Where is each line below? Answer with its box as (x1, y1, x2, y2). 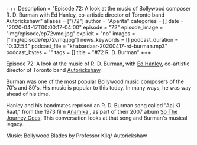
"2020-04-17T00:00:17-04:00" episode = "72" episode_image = (6, 24, 163, 31)
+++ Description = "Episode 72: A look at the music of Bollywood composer (6, 5, 191, 12)
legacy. (6, 121, 24, 127)
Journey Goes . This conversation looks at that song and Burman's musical (6, 114, 188, 121)
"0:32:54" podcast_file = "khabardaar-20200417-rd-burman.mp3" (6, 42, 167, 50)
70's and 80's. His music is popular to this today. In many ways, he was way (6, 84, 192, 91)
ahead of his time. (6, 91, 50, 97)
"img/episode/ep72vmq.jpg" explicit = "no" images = (6, 30, 135, 37)
